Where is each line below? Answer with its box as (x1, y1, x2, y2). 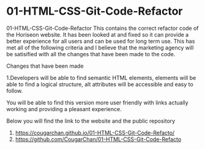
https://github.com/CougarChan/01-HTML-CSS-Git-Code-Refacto (15, 136, 182, 143)
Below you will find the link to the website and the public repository (6, 117, 176, 125)
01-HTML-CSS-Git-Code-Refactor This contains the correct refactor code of (6, 24, 199, 32)
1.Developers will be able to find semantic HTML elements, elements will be (6, 74, 196, 81)
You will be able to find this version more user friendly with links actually (6, 99, 188, 106)
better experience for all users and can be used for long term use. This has (6, 37, 195, 45)
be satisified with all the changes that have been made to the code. (6, 50, 176, 57)
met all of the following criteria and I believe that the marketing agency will (6, 44, 194, 51)
